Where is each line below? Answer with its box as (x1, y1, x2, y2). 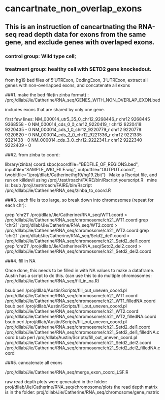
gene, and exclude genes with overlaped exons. (5, 38, 155, 46)
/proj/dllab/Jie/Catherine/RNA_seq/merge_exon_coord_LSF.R (5, 369, 129, 375)
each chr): (5, 202, 26, 208)
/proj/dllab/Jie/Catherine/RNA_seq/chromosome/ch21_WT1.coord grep (5, 217, 148, 223)
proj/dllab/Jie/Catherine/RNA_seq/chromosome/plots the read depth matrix (5, 384, 158, 390)
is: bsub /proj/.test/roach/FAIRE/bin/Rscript (5, 182, 92, 188)
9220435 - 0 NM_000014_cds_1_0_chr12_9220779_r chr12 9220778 (5, 126, 142, 132)
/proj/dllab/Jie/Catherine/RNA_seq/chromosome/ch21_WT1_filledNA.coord (5, 298, 156, 304)
